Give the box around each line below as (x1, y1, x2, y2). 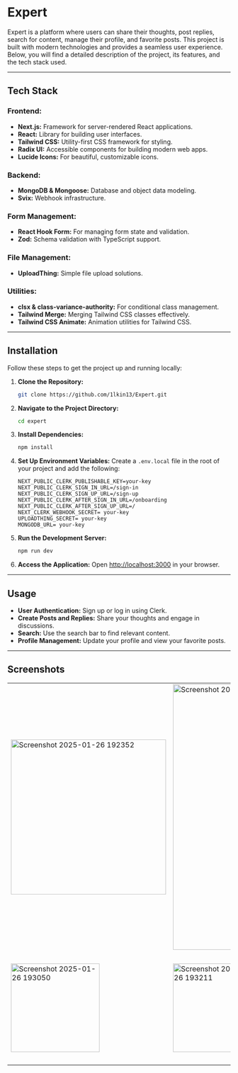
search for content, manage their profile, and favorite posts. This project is (7, 35, 225, 43)
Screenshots (7, 664, 65, 676)
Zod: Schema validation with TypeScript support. (17, 235, 161, 244)
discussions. (17, 621, 55, 630)
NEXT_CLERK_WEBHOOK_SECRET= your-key (17, 509, 130, 516)
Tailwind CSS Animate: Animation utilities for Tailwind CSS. (17, 317, 192, 326)
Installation (7, 345, 58, 357)
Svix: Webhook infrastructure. (17, 193, 106, 202)
